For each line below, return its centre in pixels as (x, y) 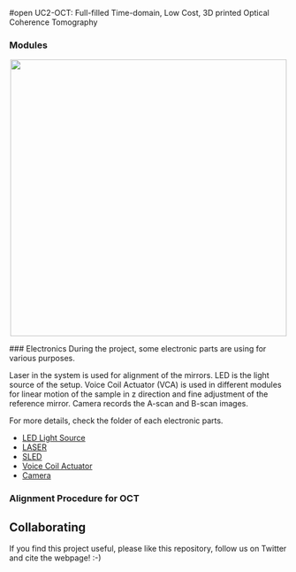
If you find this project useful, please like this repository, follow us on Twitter (148, 549)
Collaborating (48, 527)
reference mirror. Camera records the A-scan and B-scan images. (129, 404)
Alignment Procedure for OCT (74, 499)
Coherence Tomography (53, 22)
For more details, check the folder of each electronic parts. (116, 421)
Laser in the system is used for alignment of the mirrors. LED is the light (139, 375)
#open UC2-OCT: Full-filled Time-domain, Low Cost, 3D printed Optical (139, 13)
